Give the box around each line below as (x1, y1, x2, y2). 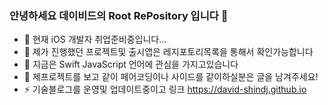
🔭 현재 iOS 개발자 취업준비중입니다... (23, 33, 167, 46)
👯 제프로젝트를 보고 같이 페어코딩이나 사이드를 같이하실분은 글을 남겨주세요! (23, 71, 319, 83)
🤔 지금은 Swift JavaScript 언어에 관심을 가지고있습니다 (23, 58, 239, 71)
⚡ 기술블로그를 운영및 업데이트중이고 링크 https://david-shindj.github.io (23, 83, 307, 96)
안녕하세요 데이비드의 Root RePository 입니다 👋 (9, 8, 229, 22)
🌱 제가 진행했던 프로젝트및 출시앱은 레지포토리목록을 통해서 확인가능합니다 (23, 46, 314, 58)
